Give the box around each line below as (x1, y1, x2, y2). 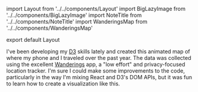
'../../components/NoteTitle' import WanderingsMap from (6, 18, 148, 25)
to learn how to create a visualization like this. (6, 80, 120, 87)
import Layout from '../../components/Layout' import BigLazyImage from (6, 5, 186, 12)
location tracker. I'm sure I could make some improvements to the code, (6, 67, 185, 74)
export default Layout (6, 36, 60, 43)
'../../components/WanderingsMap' (6, 24, 93, 31)
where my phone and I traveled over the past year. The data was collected (6, 54, 192, 61)
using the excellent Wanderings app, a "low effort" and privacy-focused (6, 61, 186, 68)
